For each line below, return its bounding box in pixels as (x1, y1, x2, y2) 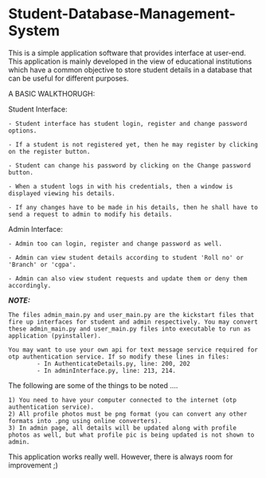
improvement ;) (8, 460, 58, 470)
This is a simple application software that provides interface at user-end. (8, 48, 247, 57)
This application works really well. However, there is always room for (8, 452, 233, 461)
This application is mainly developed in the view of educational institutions (8, 57, 252, 66)
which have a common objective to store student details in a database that (8, 65, 252, 74)
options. (8, 127, 37, 135)
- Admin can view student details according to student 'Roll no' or (8, 253, 244, 261)
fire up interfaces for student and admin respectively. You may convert (8, 318, 259, 326)
